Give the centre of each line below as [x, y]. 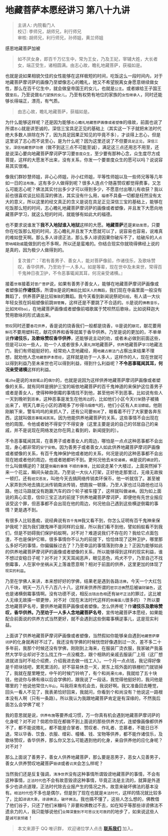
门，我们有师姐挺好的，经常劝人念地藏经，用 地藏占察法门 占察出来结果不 [78, 351]
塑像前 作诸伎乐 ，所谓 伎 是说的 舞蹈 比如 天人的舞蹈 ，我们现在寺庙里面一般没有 [86, 290]
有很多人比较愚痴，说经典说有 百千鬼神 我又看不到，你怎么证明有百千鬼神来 [80, 520]
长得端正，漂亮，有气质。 [36, 101]
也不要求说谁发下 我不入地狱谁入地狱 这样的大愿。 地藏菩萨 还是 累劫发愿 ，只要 [83, 225]
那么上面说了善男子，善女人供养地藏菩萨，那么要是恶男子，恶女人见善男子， [84, 757]
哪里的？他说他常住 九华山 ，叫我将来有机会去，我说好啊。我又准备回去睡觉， [83, 685]
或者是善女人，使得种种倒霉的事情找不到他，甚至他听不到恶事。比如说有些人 [84, 392]
